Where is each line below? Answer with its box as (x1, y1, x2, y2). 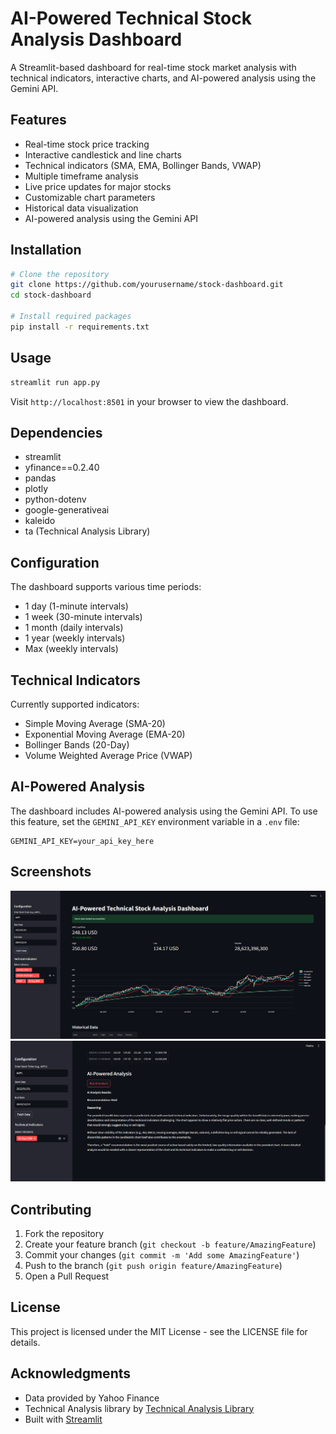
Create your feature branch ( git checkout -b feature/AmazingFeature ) (24, 1238, 317, 1251)
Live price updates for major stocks (24, 180, 172, 192)
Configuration (10, 554, 100, 571)
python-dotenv (24, 493, 87, 506)
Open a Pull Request (24, 1270, 110, 1282)
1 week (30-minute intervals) (24, 611, 143, 623)
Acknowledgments (10, 1365, 132, 1382)
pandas (24, 472, 57, 484)
